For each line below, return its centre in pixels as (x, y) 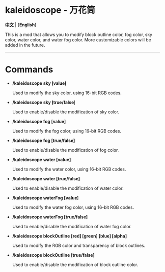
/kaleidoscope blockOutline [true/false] (53, 255)
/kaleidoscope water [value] (41, 159)
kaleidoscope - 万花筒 (50, 10)
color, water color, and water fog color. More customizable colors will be (78, 39)
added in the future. (25, 45)
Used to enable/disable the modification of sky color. (66, 112)
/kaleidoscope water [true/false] (46, 178)
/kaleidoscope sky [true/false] (44, 102)
